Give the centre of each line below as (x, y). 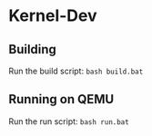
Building (32, 49)
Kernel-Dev (53, 16)
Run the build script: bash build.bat (76, 71)
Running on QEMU (61, 99)
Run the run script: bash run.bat (69, 121)
